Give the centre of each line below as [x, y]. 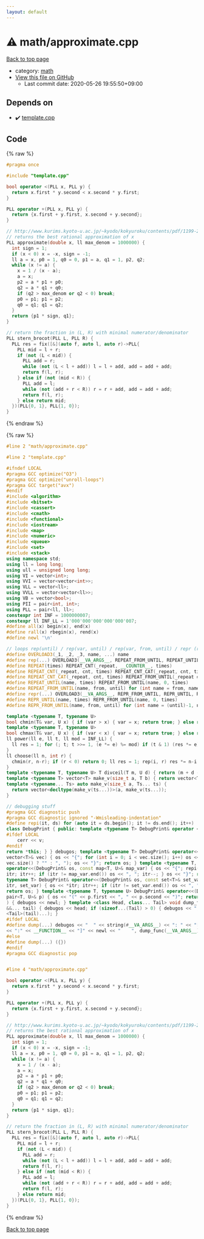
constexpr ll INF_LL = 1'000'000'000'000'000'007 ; [72, 621]
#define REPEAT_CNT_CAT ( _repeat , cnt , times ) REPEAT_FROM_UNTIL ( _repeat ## [104, 677]
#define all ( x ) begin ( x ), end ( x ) [49, 627]
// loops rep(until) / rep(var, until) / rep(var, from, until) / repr [99, 649]
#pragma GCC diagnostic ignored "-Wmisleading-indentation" [84, 818]
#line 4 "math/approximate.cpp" [47, 970]
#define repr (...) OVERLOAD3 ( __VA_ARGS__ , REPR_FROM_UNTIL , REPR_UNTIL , [100, 694]
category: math [34, 71]
